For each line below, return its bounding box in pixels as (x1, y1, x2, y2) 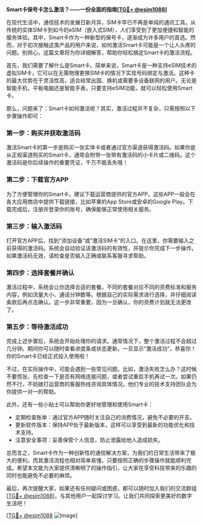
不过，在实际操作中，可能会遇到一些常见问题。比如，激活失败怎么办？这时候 (6, 366, 197, 373)
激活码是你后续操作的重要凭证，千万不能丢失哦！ (6, 159, 128, 166)
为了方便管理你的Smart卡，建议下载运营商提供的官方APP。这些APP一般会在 (6, 190, 196, 198)
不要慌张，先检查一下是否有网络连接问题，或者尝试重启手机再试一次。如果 (6, 373, 192, 380)
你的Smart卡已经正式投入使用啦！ (6, 353, 91, 360)
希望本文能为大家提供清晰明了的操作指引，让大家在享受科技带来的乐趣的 (16, 465, 197, 472)
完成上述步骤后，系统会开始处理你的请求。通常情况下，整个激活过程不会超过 (6, 338, 197, 345)
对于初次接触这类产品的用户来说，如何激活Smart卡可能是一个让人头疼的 (16, 42, 196, 48)
